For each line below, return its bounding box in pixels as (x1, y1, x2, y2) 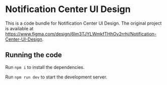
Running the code (5, 51, 62, 59)
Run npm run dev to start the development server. (5, 74, 107, 80)
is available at (5, 25, 34, 31)
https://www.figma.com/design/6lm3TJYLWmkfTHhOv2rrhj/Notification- (5, 31, 157, 37)
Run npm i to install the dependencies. (5, 64, 85, 70)
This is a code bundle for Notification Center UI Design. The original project (5, 20, 162, 26)
